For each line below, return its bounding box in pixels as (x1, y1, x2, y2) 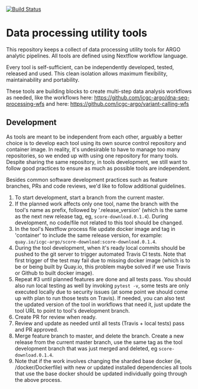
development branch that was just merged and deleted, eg (14, 345, 158, 352)
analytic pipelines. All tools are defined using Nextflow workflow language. (6, 52, 188, 59)
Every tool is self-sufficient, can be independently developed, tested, (6, 63, 174, 70)
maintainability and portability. (6, 76, 80, 83)
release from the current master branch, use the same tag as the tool (14, 338, 183, 346)
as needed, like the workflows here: (6, 94, 93, 101)
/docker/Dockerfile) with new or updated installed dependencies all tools (14, 364, 192, 371)
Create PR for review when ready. (14, 313, 97, 320)
